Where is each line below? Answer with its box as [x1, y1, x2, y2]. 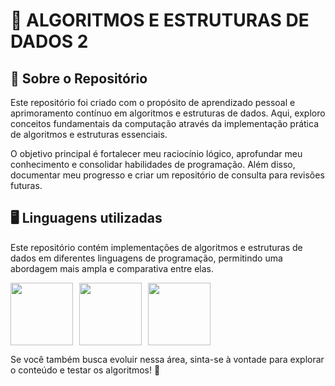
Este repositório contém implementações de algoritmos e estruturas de [10, 241, 303, 253]
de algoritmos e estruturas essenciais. [10, 129, 168, 140]
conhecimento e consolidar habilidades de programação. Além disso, [10, 159, 296, 170]
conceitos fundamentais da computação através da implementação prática [10, 118, 319, 129]
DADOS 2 [10, 30, 89, 53]
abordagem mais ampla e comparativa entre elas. [10, 262, 214, 274]
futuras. [10, 180, 43, 191]
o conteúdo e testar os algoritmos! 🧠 [10, 364, 161, 376]
